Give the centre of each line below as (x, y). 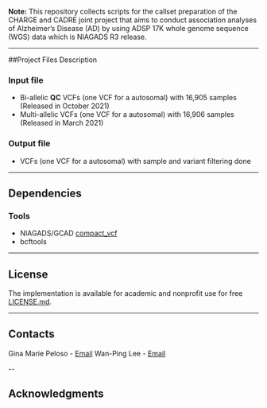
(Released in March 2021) (62, 123)
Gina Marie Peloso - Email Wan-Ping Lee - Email (87, 353)
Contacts (32, 334)
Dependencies (45, 193)
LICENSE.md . (30, 302)
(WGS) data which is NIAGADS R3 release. (77, 37)
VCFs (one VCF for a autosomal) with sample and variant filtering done (135, 161)
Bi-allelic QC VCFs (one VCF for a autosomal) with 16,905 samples (128, 98)
